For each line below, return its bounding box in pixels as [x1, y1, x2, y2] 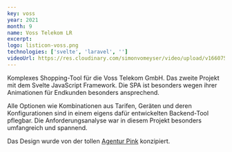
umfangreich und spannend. [7, 123, 88, 131]
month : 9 [7, 23, 32, 30]
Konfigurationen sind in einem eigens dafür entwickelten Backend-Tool [7, 109, 209, 117]
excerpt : [7, 36, 32, 43]
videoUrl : [7, 55, 36, 62]
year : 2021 [7, 17, 39, 23]
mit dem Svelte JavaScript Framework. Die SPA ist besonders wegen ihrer [7, 80, 217, 89]
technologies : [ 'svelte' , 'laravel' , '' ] [7, 49, 128, 56]
